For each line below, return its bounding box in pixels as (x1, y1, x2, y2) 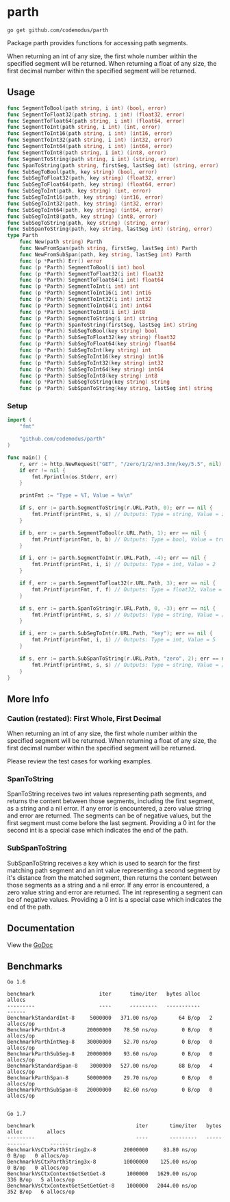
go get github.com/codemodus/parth (7, 27, 109, 34)
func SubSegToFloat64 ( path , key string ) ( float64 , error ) (7, 181, 176, 188)
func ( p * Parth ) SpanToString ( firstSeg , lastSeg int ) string (19, 321, 198, 328)
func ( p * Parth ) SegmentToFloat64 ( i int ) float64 (19, 277, 164, 284)
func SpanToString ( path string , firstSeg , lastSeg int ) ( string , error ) (7, 162, 219, 169)
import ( (7, 417, 32, 424)
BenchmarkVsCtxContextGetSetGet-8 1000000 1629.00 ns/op (7, 1170, 197, 1177)
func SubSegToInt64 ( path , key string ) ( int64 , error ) (7, 206, 164, 213)
